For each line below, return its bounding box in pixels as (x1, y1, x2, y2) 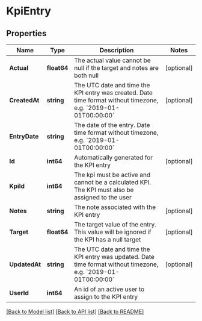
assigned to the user (74, 193, 132, 201)
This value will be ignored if (74, 228, 151, 236)
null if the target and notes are (74, 64, 159, 72)
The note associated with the (74, 203, 156, 211)
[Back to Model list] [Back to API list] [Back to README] (6, 308, 144, 315)
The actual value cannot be (74, 56, 151, 64)
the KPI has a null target (74, 235, 141, 243)
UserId (9, 289, 29, 297)
